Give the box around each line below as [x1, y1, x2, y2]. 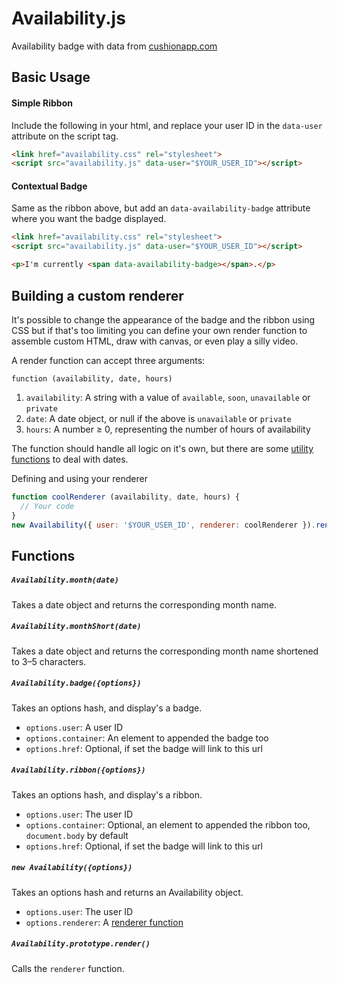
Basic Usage [11, 69, 91, 86]
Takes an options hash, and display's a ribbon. [11, 788, 203, 801]
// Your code [20, 501, 75, 511]
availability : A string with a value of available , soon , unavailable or [25, 391, 311, 403]
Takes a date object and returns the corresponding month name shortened [11, 645, 319, 657]
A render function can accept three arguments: [11, 354, 206, 366]
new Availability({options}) [11, 863, 133, 873]
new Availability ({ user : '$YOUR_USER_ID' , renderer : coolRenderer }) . [11, 520, 316, 530]
